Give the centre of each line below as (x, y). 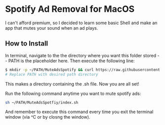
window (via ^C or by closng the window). (48, 117)
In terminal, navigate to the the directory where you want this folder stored (81, 55)
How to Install (27, 44)
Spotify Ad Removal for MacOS (70, 9)
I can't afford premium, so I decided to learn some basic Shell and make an (81, 23)
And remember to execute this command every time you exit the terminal (79, 112)
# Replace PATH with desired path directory (52, 74)
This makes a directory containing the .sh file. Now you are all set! (72, 84)
